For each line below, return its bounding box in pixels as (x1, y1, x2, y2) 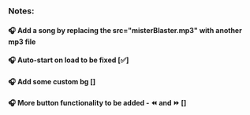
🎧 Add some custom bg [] (8, 76, 96, 86)
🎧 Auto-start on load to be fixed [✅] (8, 55, 129, 65)
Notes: (8, 6, 35, 17)
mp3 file (8, 37, 36, 46)
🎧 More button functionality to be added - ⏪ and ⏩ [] (8, 98, 187, 108)
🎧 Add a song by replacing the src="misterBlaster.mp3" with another (8, 25, 242, 35)
